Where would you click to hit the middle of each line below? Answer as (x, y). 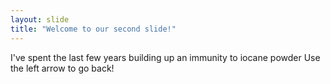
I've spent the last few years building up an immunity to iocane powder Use (165, 57)
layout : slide (40, 19)
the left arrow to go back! (62, 68)
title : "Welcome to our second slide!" (93, 29)
